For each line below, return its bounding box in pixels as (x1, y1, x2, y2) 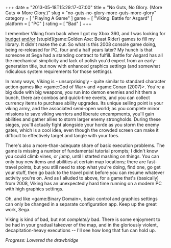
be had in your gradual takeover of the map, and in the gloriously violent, (5, 222, 158, 228)
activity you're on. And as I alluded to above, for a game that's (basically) (5, 175, 159, 181)
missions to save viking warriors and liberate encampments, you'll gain (5, 111, 154, 117)
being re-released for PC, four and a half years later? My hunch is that (5, 47, 153, 53)
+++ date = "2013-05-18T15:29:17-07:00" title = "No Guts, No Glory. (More (5, 5, 162, 10)
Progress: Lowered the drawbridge (5, 237, 79, 243)
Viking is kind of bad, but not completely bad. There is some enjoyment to (5, 216, 161, 222)
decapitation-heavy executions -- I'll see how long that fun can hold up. (5, 227, 156, 233)
